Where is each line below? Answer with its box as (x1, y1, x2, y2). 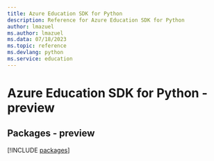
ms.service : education (7, 56, 73, 62)
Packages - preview (7, 128, 95, 139)
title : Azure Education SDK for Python (7, 10, 123, 17)
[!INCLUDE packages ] (7, 146, 70, 154)
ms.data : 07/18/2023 (7, 36, 67, 43)
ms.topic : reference (7, 42, 67, 49)
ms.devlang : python (7, 49, 64, 56)
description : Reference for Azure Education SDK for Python (7, 17, 186, 24)
